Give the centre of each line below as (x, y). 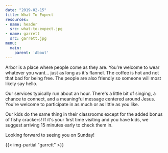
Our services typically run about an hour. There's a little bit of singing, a (81, 93)
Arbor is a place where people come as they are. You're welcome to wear (82, 67)
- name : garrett (22, 34)
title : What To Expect (29, 15)
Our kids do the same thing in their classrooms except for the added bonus (84, 114)
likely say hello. (21, 83)
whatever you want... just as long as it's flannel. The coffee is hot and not (82, 72)
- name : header (21, 24)
